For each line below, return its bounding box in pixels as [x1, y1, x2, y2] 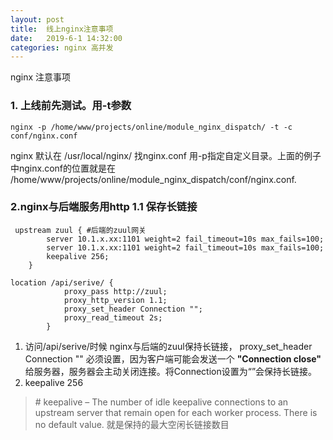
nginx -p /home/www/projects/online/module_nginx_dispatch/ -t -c [10, 122, 293, 132]
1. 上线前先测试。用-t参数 [10, 99, 132, 113]
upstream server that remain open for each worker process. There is [34, 406, 318, 418]
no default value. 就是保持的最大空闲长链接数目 [34, 418, 230, 430]
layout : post [10, 14, 65, 25]
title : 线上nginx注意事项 [10, 24, 114, 34]
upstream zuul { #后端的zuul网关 [14, 225, 147, 235]
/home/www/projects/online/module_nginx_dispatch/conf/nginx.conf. [10, 173, 297, 185]
